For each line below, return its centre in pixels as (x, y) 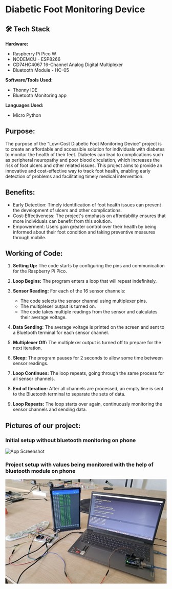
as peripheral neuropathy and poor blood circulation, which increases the (83, 160)
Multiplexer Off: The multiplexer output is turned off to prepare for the (87, 343)
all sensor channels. (34, 379)
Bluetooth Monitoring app (39, 95)
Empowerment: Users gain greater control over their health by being (85, 226)
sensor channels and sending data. (50, 409)
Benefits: (20, 192)
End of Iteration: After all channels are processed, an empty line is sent (88, 389)
